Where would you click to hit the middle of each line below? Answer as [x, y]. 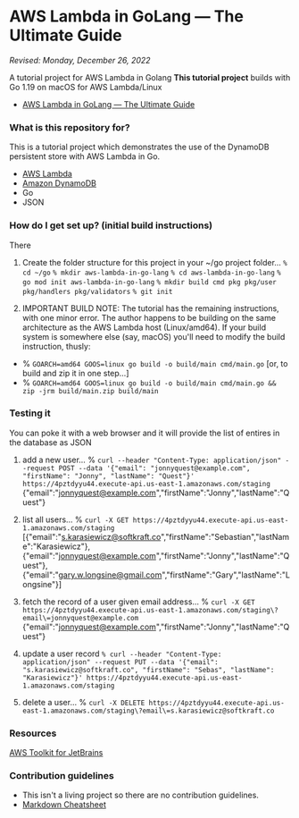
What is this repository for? [70, 127]
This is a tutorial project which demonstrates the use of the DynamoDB [139, 147]
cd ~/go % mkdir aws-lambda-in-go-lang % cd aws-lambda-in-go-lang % [151, 273]
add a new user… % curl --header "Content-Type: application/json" [152, 460]
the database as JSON [50, 442]
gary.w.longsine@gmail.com [110, 575]
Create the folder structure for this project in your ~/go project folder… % [155, 262]
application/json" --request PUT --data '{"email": [120, 662]
